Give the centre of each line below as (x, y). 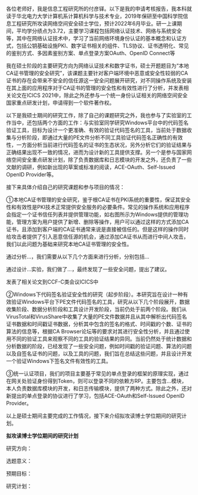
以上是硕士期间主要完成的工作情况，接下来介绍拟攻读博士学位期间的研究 (94, 416)
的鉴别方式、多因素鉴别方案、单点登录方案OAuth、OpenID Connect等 (91, 53)
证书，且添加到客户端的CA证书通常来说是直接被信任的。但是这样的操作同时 (98, 229)
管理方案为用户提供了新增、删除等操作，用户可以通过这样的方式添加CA (103, 222)
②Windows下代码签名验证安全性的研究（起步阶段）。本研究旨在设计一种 (95, 294)
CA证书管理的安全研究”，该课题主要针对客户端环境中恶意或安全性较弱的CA (97, 73)
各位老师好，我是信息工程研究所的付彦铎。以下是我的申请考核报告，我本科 (96, 9)
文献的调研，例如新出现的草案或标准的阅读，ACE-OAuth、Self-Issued (91, 167)
